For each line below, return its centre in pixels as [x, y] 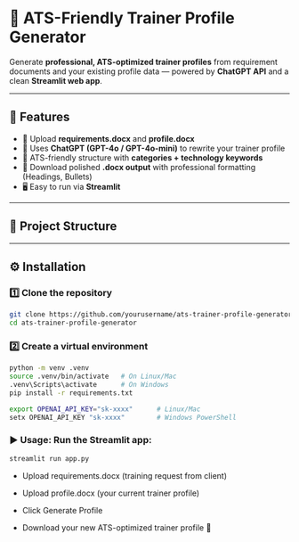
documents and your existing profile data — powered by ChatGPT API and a [149, 71]
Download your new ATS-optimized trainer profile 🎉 [117, 527]
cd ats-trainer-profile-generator [73, 323]
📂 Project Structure [63, 226]
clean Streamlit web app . [56, 80]
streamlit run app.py [49, 458]
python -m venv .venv [49, 368]
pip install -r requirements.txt [71, 393]
